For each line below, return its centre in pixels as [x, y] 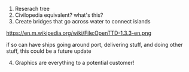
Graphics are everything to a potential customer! [74, 63]
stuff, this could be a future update [49, 51]
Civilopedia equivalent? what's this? [59, 15]
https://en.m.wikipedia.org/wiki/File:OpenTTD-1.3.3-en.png [79, 33]
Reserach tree [32, 9]
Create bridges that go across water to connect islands [83, 21]
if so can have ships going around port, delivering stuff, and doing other [95, 45]
